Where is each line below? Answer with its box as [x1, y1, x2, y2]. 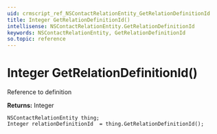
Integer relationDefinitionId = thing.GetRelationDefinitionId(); [7, 121, 205, 128]
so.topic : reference [7, 36, 67, 43]
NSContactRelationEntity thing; [7, 115, 100, 122]
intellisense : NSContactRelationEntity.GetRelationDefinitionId [7, 23, 195, 30]
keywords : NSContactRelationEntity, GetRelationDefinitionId [7, 29, 186, 36]
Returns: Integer [7, 101, 54, 110]
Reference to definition [7, 88, 72, 96]
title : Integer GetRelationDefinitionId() [7, 16, 130, 23]
